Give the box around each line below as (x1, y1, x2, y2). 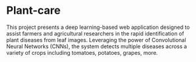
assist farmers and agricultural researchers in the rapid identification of (6, 29, 184, 37)
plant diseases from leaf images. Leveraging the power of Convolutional (6, 36, 186, 43)
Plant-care (6, 4, 61, 17)
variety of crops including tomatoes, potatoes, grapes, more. (6, 49, 158, 56)
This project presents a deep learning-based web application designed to (6, 23, 190, 31)
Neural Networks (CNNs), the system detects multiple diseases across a (6, 43, 187, 50)
